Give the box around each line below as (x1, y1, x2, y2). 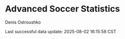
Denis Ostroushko (5, 19, 41, 25)
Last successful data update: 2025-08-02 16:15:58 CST (5, 28, 117, 34)
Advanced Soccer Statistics (5, 3, 120, 14)
